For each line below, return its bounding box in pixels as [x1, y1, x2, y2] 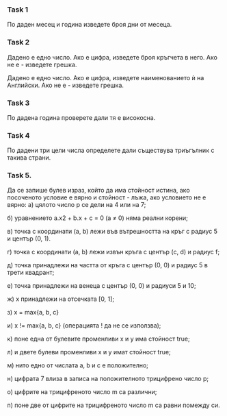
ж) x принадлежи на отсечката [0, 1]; [7, 295, 115, 303]
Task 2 [7, 38, 30, 47]
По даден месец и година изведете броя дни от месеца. [7, 21, 172, 29]
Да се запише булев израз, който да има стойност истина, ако [7, 186, 190, 195]
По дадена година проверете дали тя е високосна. [7, 113, 156, 121]
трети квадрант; [7, 269, 55, 277]
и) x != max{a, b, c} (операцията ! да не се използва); [7, 321, 161, 330]
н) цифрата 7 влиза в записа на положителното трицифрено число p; [7, 375, 209, 383]
